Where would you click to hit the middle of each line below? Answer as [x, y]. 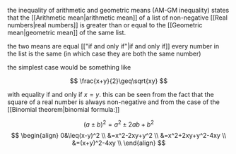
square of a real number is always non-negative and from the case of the [114, 102]
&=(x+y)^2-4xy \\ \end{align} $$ [119, 143]
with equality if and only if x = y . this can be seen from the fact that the [111, 95]
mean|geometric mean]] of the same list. [66, 32]
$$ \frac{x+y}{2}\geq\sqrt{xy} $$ [119, 81]
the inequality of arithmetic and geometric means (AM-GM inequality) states [118, 10]
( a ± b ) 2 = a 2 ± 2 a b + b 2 [119, 124]
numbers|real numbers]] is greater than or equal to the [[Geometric [105, 25]
